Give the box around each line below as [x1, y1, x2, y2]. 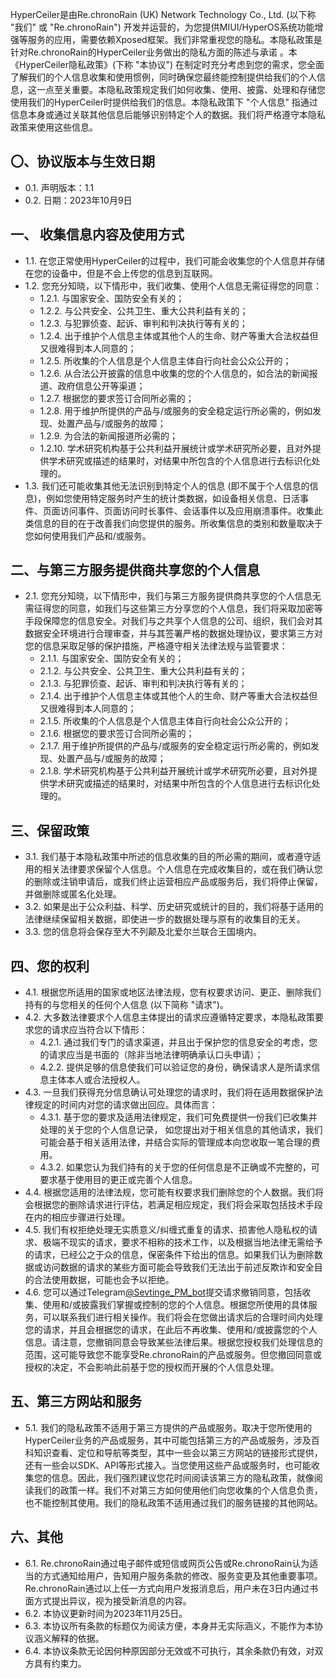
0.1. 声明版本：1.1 [24, 181, 94, 193]
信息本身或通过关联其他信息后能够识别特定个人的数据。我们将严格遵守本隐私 [10, 109, 326, 120]
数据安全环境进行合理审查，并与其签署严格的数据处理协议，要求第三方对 [24, 628, 323, 640]
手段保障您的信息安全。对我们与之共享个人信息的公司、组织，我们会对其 [24, 615, 323, 627]
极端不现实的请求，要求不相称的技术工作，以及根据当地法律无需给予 [42, 1236, 323, 1248]
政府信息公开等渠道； [57, 379, 146, 392]
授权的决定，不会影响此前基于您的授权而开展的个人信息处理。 [24, 1361, 280, 1373]
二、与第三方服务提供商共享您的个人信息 [10, 562, 260, 579]
